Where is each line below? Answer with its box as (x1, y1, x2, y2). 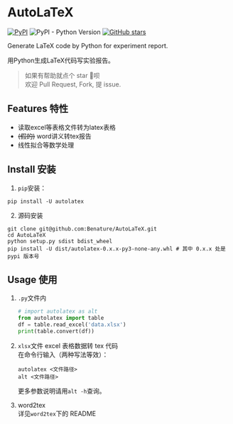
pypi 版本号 (7, 252, 40, 260)
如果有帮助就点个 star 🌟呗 (24, 71, 101, 79)
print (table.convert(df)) (17, 328, 94, 335)
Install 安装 (7, 164, 57, 176)
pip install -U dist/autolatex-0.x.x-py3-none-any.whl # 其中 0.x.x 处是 (7, 245, 226, 252)
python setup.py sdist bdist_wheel (7, 238, 113, 245)
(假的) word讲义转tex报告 (17, 132, 92, 140)
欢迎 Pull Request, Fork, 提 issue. (24, 79, 121, 89)
